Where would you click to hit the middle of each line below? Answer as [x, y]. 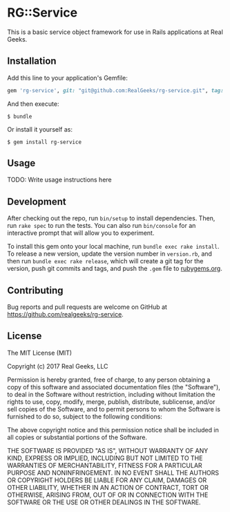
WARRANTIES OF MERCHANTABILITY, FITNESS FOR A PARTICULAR [105, 465]
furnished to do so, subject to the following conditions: [85, 416]
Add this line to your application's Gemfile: [67, 78]
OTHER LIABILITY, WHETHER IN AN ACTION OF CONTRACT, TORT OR [108, 487]
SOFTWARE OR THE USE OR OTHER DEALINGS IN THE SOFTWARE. [104, 502]
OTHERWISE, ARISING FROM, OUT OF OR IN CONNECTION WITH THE [108, 495]
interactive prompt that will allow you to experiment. [81, 233]
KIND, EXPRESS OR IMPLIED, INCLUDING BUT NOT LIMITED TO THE [105, 458]
